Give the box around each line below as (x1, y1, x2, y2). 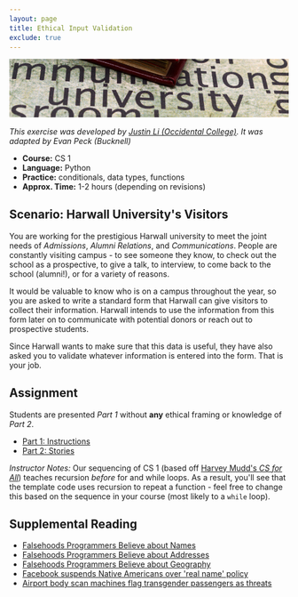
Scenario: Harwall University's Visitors (9, 207, 229, 222)
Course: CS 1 (21, 152, 71, 164)
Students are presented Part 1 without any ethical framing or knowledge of (9, 409, 282, 420)
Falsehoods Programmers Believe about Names (21, 540, 197, 551)
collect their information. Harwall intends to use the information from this (9, 304, 275, 315)
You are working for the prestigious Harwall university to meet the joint (9, 230, 268, 241)
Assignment (9, 385, 78, 400)
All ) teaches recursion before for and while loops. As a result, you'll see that (9, 472, 286, 482)
